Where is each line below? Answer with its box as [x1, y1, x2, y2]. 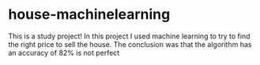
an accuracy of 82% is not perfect [8, 48, 120, 57]
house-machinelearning [8, 5, 171, 23]
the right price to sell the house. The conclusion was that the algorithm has [8, 39, 252, 49]
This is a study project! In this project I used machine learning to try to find [8, 31, 251, 41]
